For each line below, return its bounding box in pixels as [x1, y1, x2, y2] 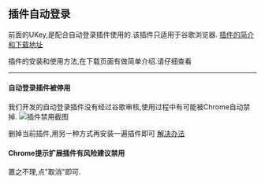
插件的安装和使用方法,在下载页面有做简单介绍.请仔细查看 [8, 56, 192, 65]
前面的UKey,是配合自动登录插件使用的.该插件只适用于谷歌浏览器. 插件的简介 [8, 30, 255, 39]
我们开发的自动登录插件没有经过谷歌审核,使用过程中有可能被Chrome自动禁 [8, 102, 251, 112]
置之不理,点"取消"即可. [8, 167, 81, 177]
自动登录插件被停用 [8, 83, 71, 93]
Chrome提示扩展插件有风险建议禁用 [8, 148, 125, 157]
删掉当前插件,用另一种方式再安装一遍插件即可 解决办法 [8, 129, 185, 138]
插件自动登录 [8, 7, 71, 21]
